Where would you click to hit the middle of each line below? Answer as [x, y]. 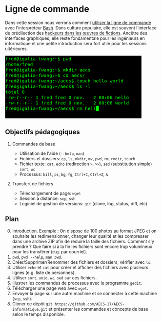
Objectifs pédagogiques [42, 132]
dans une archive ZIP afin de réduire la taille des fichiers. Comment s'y [83, 241]
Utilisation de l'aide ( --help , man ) [52, 153]
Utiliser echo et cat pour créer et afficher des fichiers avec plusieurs [80, 267]
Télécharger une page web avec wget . [50, 288]
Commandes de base [33, 144]
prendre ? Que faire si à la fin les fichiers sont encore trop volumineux [82, 247]
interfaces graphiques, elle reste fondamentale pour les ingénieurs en [75, 38]
